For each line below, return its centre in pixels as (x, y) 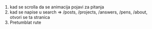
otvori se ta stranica (30, 17)
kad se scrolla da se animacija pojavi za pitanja (57, 7)
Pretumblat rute (25, 22)
